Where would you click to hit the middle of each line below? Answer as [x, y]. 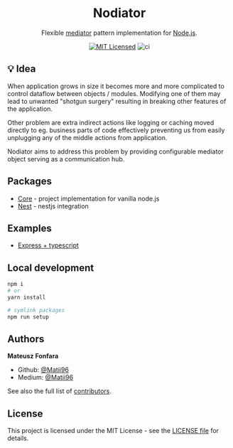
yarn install [27, 297]
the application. [30, 109]
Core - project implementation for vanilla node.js [88, 198]
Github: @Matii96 [43, 370]
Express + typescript [48, 245]
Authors [26, 339]
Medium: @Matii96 [45, 378]
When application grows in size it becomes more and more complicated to [116, 86]
